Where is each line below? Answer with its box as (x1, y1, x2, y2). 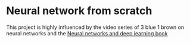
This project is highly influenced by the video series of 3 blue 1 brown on (6, 24, 185, 31)
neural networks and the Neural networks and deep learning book (6, 29, 168, 37)
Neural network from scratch (6, 4, 152, 18)
